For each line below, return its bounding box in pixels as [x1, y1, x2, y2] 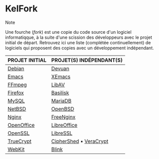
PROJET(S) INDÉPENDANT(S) [51, 57, 123, 64]
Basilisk [51, 89, 70, 96]
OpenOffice [7, 121, 35, 128]
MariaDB [51, 97, 72, 104]
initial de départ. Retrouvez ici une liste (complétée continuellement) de [5, 39, 151, 45]
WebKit [7, 146, 25, 153]
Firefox [7, 89, 24, 96]
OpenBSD [51, 105, 75, 112]
